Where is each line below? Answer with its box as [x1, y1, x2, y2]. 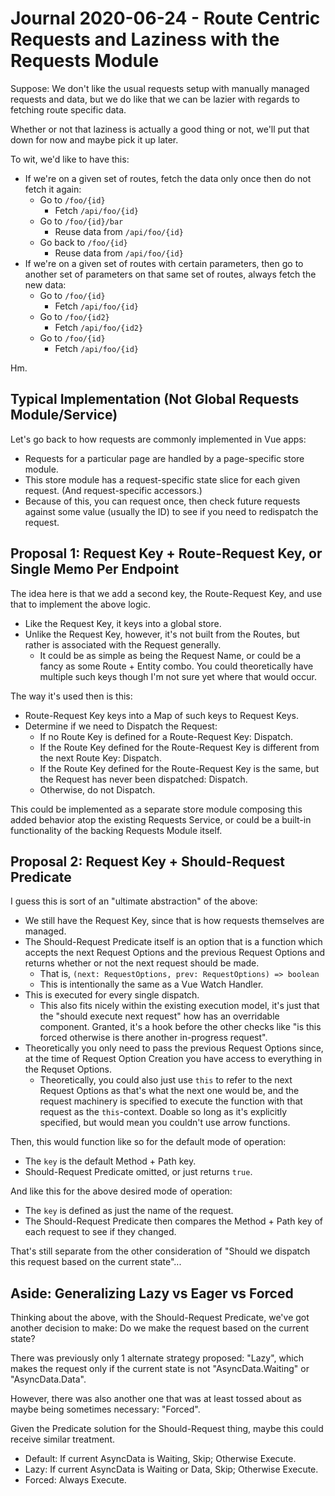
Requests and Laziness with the [10, 28, 280, 51]
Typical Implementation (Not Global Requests [10, 391, 300, 408]
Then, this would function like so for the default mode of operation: [10, 1136, 287, 1148]
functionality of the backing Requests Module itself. [10, 824, 223, 836]
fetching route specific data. [10, 103, 127, 116]
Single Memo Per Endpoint [10, 561, 180, 578]
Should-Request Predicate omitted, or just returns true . [24, 1166, 253, 1178]
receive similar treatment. [10, 1433, 116, 1446]
